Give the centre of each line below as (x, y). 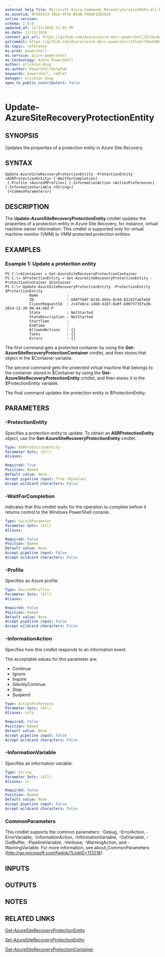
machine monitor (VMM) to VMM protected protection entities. (68, 234)
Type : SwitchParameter (28, 521)
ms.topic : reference (26, 46)
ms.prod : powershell (26, 51)
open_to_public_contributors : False (42, 83)
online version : (22, 19)
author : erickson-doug (28, 64)
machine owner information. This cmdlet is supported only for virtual (74, 229)
